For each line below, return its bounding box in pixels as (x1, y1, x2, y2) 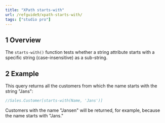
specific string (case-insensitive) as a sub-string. (5, 54, 108, 61)
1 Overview (5, 36, 42, 44)
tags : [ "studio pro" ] (5, 17, 51, 22)
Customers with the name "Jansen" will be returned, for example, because (5, 107, 160, 113)
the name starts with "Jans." (5, 112, 64, 118)
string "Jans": (5, 88, 33, 94)
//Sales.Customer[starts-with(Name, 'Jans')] (5, 98, 103, 103)
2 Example (5, 69, 39, 78)
